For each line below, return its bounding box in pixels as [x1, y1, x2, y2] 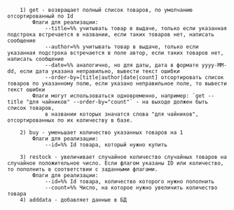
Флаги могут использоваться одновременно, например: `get [32, 92, 205, 99]
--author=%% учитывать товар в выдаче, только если [44, 43, 199, 50]
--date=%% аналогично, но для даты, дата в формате [44, 62, 199, 69]
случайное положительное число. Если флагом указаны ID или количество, [7, 160, 224, 167]
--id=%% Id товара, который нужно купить [44, 141, 168, 148]
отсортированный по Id [7, 13, 74, 20]
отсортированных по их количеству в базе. [7, 117, 133, 124]
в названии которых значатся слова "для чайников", [44, 111, 199, 118]
